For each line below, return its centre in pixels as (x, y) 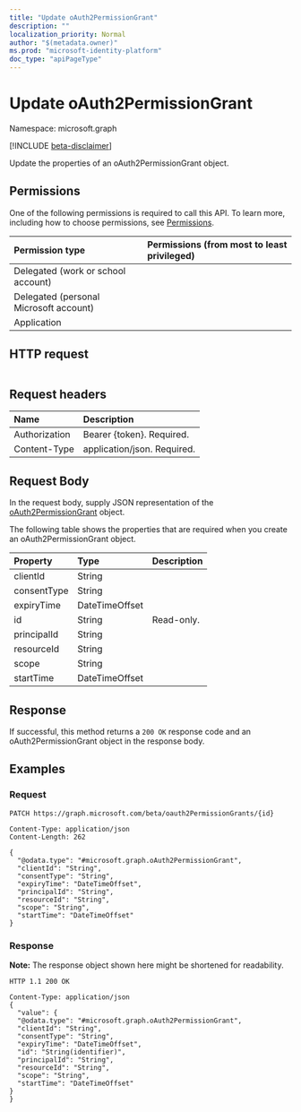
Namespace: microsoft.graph (63, 128)
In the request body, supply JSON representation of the (112, 503)
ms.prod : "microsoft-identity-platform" (86, 51)
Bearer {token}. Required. (136, 435)
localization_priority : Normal (68, 34)
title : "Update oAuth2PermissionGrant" (84, 17)
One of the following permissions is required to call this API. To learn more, (147, 212)
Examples (37, 769)
